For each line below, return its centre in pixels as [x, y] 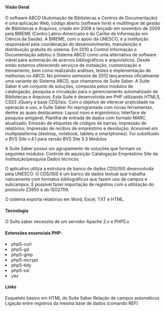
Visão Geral [17, 7]
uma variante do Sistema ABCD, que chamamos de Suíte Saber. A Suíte [78, 81]
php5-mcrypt [25, 259]
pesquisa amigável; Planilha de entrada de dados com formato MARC [76, 118]
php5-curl [22, 244]
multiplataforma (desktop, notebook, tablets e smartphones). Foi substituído [82, 134]
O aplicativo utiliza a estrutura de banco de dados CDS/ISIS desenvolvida [80, 169]
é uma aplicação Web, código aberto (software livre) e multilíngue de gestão [83, 23]
